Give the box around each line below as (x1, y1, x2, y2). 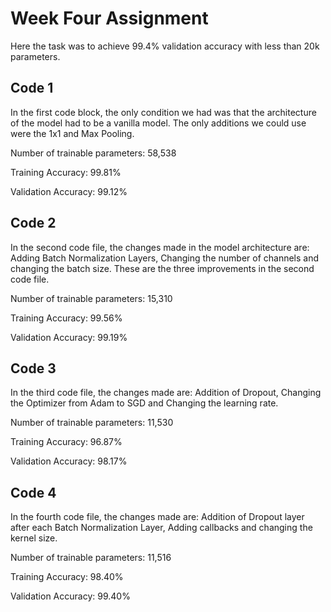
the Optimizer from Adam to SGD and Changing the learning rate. (10, 397, 279, 409)
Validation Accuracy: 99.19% (10, 331, 128, 343)
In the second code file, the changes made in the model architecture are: (10, 241, 310, 253)
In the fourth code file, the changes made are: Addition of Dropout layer (10, 511, 305, 523)
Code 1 (10, 80, 54, 97)
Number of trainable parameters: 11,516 (10, 552, 172, 564)
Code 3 (10, 360, 57, 377)
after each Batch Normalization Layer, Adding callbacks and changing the (10, 522, 313, 534)
